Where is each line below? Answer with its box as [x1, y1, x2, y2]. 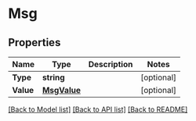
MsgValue [42, 85, 81, 95]
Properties [8, 36, 61, 49]
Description [88, 59, 133, 69]
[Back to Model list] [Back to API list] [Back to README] [8, 105, 188, 114]
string [42, 72, 65, 83]
